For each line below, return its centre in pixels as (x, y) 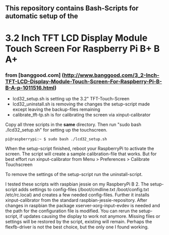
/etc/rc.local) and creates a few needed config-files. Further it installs (77, 195)
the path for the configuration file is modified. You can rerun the (71, 211)
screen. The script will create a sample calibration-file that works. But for (81, 154)
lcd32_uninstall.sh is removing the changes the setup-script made (81, 104)
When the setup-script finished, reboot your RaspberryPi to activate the (80, 148)
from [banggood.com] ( (35, 75)
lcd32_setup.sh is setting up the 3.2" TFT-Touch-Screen (71, 98)
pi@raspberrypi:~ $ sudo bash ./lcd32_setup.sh (56, 139)
